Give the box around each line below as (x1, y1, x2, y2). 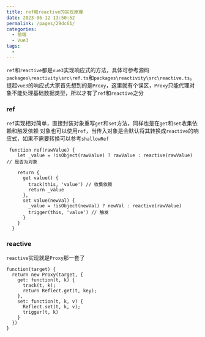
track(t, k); (22, 283, 56, 289)
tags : (6, 43, 20, 50)
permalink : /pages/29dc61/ (6, 20, 75, 26)
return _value (28, 187, 64, 193)
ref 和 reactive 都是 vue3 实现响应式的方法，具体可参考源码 (6, 66, 150, 73)
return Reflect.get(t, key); (22, 288, 97, 294)
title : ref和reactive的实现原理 (6, 9, 84, 15)
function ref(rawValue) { (9, 147, 75, 154)
